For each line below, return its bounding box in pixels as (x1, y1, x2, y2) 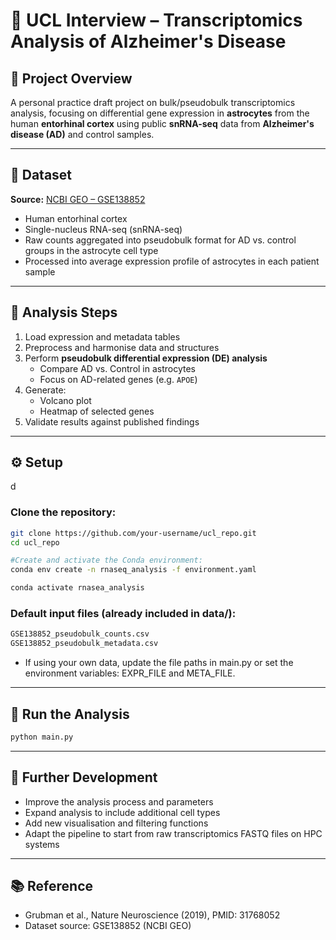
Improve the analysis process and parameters (24, 795, 214, 808)
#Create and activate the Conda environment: (10, 555, 203, 566)
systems (24, 838, 60, 850)
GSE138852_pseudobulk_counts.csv (10, 629, 150, 639)
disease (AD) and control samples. (10, 129, 155, 140)
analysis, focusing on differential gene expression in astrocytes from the (10, 107, 310, 119)
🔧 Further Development (10, 769, 158, 786)
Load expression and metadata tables (24, 330, 181, 343)
